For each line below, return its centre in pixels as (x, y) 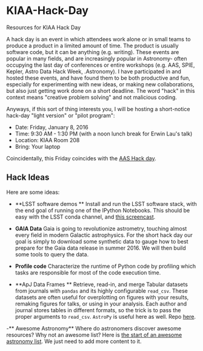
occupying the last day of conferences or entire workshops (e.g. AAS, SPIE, (101, 65)
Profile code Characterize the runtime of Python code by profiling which (105, 266)
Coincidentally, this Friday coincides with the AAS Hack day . (81, 158)
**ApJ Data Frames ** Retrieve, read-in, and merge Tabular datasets (101, 284)
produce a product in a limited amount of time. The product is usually (92, 46)
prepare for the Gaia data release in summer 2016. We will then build (100, 248)
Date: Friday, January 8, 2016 (52, 127)
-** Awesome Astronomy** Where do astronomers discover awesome (94, 328)
